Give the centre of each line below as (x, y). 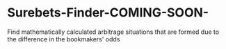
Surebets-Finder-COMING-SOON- (108, 13)
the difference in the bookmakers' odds (64, 39)
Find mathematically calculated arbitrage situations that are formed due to (113, 32)
